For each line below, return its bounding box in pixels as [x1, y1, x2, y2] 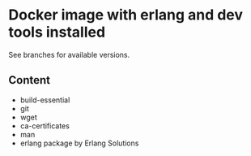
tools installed [8, 23, 106, 41]
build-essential [19, 95, 70, 105]
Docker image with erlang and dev [8, 6, 244, 24]
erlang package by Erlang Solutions [19, 138, 139, 148]
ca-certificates [19, 120, 70, 131]
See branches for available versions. [8, 50, 130, 59]
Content [8, 73, 51, 87]
